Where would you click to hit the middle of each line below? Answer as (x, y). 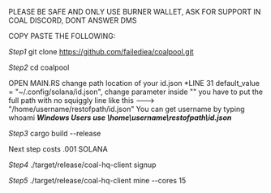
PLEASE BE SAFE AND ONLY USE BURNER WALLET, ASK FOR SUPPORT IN (135, 12)
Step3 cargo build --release (55, 133)
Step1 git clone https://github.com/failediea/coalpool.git (101, 51)
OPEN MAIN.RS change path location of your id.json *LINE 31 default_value (134, 83)
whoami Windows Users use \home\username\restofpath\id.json (120, 118)
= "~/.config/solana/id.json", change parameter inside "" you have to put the (136, 92)
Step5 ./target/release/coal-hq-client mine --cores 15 (97, 180)
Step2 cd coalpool (39, 67)
